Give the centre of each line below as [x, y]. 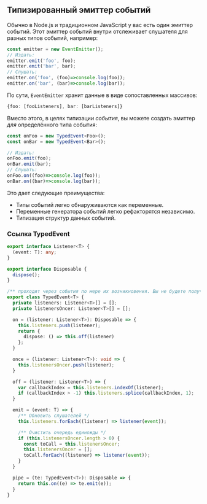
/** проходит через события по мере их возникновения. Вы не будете [96, 292]
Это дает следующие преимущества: [56, 193]
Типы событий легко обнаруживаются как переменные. [90, 204]
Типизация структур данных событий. [66, 218]
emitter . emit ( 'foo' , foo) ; [41, 61]
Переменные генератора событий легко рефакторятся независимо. [105, 211]
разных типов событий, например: [53, 38]
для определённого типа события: [52, 125]
